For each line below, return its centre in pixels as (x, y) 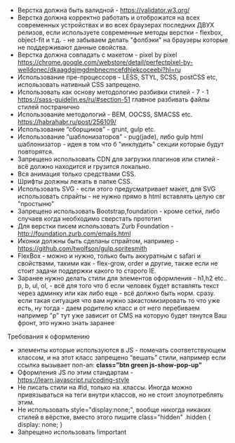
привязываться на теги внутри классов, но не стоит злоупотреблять (120, 395)
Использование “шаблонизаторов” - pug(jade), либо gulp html (110, 137)
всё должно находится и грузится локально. (84, 166)
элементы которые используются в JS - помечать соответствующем (122, 350)
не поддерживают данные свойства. (73, 47)
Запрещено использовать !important (72, 432)
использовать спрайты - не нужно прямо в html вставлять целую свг (121, 196)
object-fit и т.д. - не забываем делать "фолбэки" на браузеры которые (123, 40)
